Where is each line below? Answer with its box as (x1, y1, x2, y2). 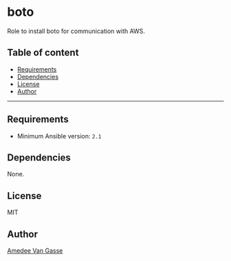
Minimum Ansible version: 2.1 (16, 132, 102, 140)
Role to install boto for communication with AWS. (7, 27, 146, 35)
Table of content (7, 47, 79, 59)
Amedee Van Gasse (7, 247, 63, 255)
